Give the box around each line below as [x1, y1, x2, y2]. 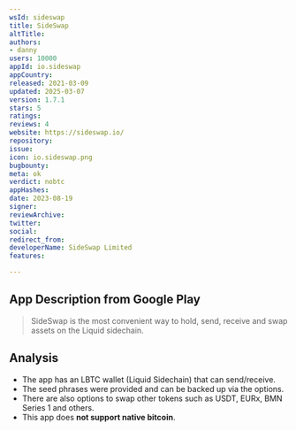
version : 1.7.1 [9, 95, 65, 104]
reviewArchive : [9, 210, 65, 219]
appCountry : [9, 71, 53, 80]
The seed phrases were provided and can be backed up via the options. [21, 383, 285, 394]
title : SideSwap [9, 21, 69, 30]
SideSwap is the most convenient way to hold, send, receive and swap [30, 315, 288, 326]
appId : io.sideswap [9, 63, 81, 72]
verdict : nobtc [9, 178, 65, 187]
